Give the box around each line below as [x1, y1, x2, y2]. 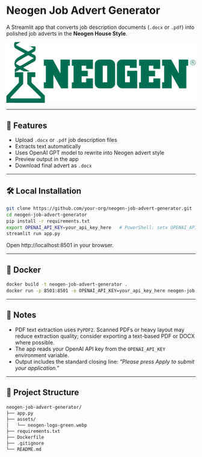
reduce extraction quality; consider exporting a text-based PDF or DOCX [14, 332, 195, 340]
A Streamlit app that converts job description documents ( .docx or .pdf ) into [6, 23, 195, 31]
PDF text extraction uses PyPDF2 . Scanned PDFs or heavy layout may [14, 326, 185, 333]
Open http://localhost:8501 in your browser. [6, 242, 114, 249]
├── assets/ [6, 416, 36, 422]
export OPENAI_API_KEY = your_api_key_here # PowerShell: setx [6, 224, 168, 230]
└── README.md [6, 446, 42, 452]
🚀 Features [6, 120, 47, 130]
